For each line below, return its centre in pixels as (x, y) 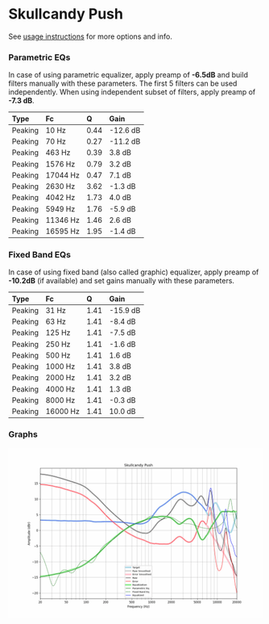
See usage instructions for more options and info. (91, 36)
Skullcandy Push (66, 14)
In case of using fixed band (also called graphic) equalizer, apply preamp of (134, 272)
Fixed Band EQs (39, 254)
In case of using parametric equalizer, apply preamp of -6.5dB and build (128, 75)
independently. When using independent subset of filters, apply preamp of (132, 92)
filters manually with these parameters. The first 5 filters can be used (123, 84)
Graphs (23, 434)
